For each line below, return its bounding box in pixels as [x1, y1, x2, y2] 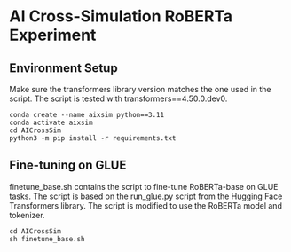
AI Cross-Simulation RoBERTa [9, 6, 233, 27]
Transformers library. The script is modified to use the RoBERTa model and [9, 200, 282, 210]
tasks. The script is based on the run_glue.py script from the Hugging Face [9, 191, 283, 201]
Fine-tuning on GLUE [9, 158, 127, 173]
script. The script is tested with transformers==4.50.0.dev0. [9, 93, 228, 104]
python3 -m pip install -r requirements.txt [9, 134, 177, 143]
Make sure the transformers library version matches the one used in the [9, 84, 272, 94]
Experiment [9, 25, 97, 45]
